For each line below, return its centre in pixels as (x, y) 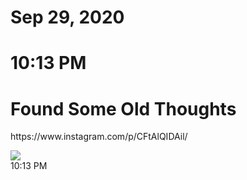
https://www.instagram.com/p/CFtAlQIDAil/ (99, 137)
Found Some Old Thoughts (123, 108)
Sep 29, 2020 (67, 17)
